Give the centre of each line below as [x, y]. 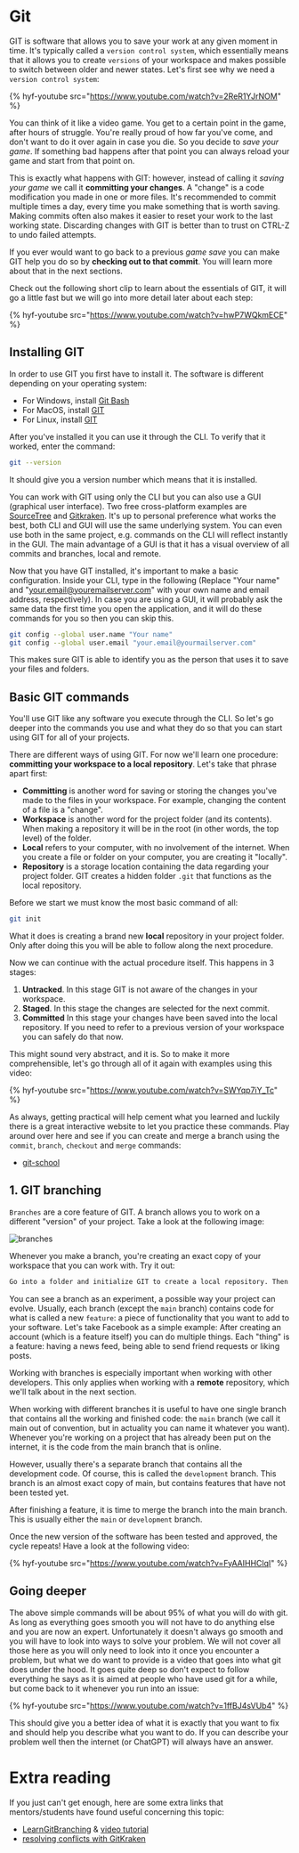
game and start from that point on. [72, 160]
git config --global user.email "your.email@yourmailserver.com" [133, 643]
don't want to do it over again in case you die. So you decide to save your [144, 142]
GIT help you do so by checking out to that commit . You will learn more [141, 261]
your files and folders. [49, 669]
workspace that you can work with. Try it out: [92, 1265]
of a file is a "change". [63, 810]
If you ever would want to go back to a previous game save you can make [145, 252]
